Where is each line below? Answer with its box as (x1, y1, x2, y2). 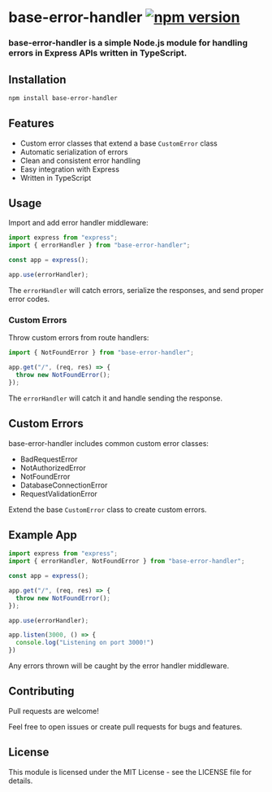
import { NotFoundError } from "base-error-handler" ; (8, 348, 195, 357)
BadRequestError (19, 454, 78, 464)
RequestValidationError (19, 488, 97, 498)
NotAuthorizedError (19, 462, 87, 472)
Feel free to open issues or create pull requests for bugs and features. (8, 721, 243, 732)
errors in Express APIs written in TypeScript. (8, 47, 188, 59)
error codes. (8, 294, 50, 304)
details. (8, 776, 33, 785)
